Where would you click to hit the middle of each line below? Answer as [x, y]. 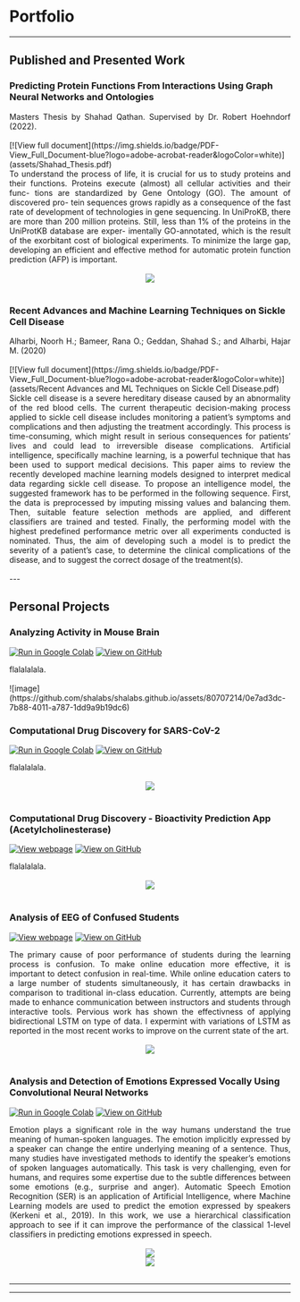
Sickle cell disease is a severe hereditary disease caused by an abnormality [150, 398]
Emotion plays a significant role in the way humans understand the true [150, 1129]
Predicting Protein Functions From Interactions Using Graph [142, 86]
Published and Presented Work [97, 60]
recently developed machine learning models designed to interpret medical [150, 474]
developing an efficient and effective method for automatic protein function [150, 250]
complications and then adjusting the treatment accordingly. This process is [150, 426]
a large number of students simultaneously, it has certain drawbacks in [150, 983]
